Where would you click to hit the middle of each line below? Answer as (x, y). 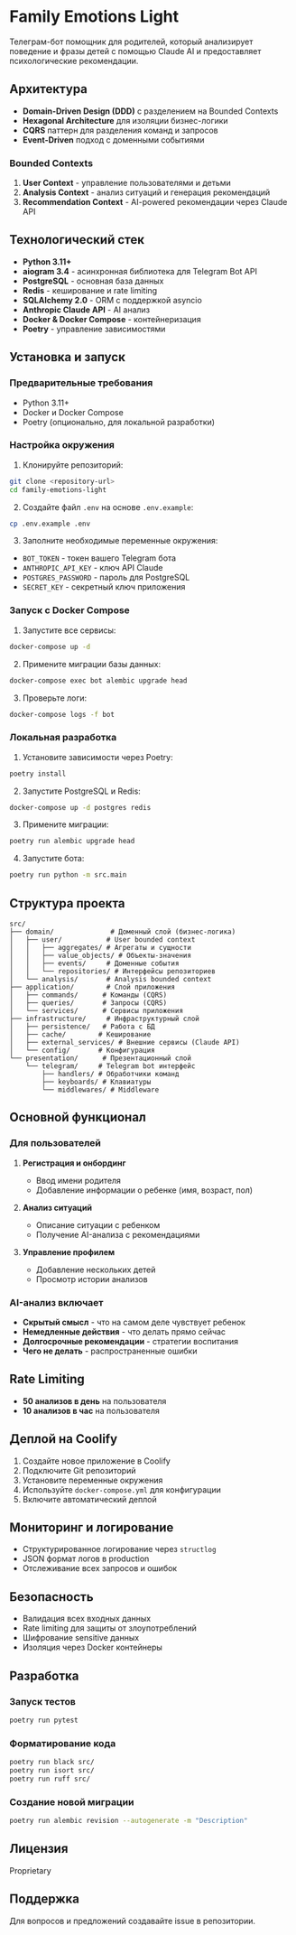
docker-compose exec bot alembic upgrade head (98, 680)
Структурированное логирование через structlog (119, 1549)
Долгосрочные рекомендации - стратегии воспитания (130, 1341)
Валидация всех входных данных (87, 1619)
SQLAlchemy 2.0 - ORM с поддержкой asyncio (112, 300)
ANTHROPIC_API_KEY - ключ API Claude (92, 568)
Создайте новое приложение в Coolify (97, 1461)
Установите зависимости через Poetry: (97, 757)
